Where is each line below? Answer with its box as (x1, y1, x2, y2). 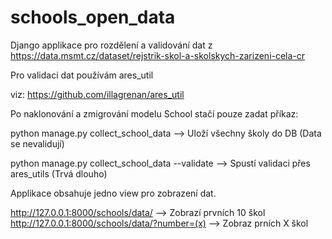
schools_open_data (10, 6, 176, 29)
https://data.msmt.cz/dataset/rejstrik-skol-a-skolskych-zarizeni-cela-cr (10, 49, 306, 61)
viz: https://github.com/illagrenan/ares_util (10, 88, 185, 100)
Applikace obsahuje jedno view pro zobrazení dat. (10, 187, 217, 199)
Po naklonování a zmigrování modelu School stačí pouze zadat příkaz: (10, 107, 299, 120)
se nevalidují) (10, 137, 65, 150)
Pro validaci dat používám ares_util (10, 69, 154, 81)
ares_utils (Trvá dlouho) (10, 167, 108, 180)
